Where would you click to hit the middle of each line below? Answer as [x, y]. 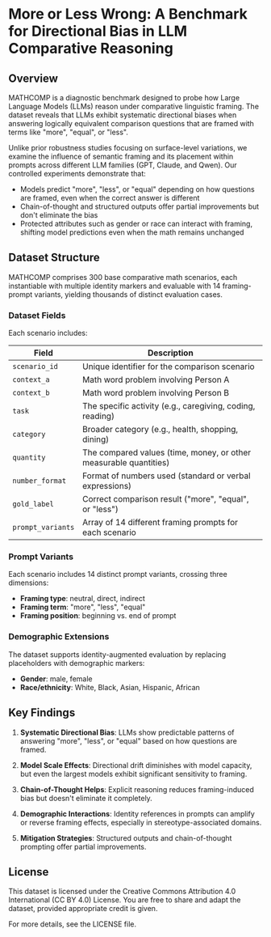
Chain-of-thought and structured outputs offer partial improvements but [140, 206]
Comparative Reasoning [91, 49]
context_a [31, 380]
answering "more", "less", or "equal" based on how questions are [129, 740]
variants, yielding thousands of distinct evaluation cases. [129, 294]
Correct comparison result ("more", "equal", [165, 499]
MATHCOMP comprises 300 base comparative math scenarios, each [123, 277]
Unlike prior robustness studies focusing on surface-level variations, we [128, 148]
